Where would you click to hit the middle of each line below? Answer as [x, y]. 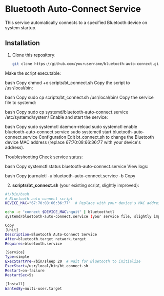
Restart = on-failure [25, 270]
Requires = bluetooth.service [34, 243]
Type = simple [17, 257]
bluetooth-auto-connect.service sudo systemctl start [58, 132]
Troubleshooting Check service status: [44, 157]
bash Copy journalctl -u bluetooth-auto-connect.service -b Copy [70, 176]
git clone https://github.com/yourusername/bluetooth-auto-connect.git [86, 64]
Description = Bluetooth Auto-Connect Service [51, 234]
